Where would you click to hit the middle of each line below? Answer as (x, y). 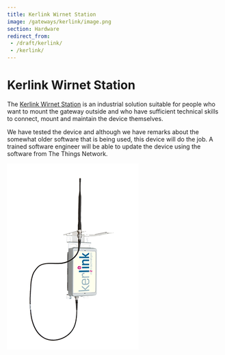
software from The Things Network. (57, 153)
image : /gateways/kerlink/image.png (59, 22)
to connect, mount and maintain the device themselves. (85, 118)
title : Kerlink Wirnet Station (52, 14)
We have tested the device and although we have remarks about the (103, 132)
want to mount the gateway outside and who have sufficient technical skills (113, 111)
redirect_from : (29, 36)
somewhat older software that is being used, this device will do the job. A (110, 139)
